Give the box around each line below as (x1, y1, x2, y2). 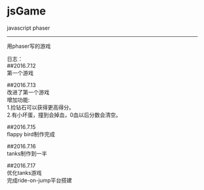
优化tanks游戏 (7, 169, 42, 176)
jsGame (7, 4, 46, 18)
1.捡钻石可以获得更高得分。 (7, 103, 74, 111)
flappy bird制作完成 (7, 130, 55, 137)
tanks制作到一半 (7, 149, 47, 157)
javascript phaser (7, 24, 50, 31)
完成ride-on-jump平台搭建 (7, 177, 72, 184)
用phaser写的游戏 (7, 42, 51, 50)
